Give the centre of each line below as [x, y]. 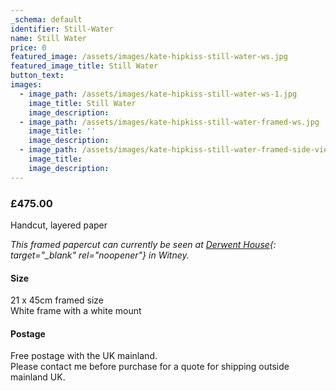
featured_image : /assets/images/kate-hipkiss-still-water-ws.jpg [149, 57]
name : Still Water [48, 38]
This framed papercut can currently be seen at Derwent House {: [143, 244]
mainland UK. [38, 377]
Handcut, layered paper [59, 225]
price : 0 [28, 47]
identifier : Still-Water [62, 29]
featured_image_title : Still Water [84, 66]
